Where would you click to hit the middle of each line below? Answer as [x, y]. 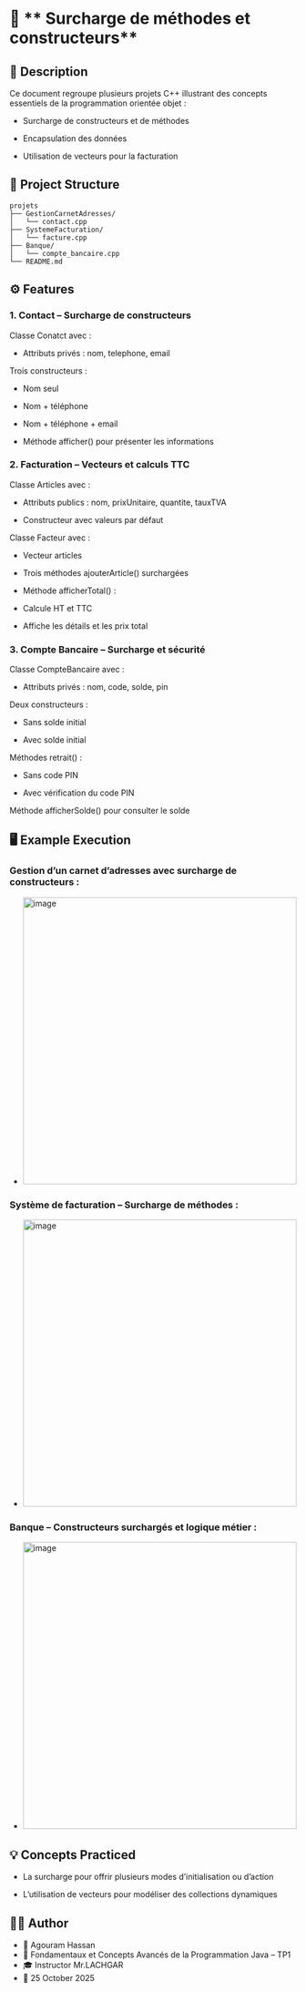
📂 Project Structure [65, 185]
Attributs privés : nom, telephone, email [96, 353]
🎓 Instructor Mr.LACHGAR [73, 1965]
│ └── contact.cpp [49, 221]
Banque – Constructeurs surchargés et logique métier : [133, 1527]
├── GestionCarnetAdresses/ [63, 213]
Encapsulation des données [75, 139]
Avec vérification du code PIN [78, 793]
